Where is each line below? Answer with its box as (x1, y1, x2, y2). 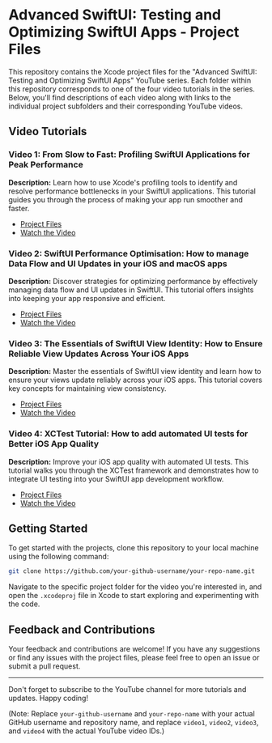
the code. (8, 599, 40, 609)
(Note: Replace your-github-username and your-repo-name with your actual (8, 709, 255, 719)
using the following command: (8, 552, 109, 562)
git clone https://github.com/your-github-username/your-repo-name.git (8, 567, 255, 575)
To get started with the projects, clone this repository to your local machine (8, 543, 259, 553)
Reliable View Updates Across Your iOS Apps (8, 348, 189, 359)
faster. (8, 203, 30, 213)
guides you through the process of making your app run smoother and (8, 194, 243, 204)
